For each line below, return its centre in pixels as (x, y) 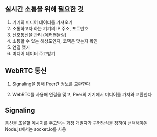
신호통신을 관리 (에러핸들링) (39, 35)
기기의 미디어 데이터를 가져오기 (42, 22)
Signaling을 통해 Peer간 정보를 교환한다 (51, 84)
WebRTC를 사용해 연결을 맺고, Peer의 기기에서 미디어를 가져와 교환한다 (82, 94)
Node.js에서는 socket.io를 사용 (36, 129)
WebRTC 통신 (26, 71)
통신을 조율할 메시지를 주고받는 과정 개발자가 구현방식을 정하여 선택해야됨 (77, 123)
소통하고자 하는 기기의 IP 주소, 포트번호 (50, 28)
